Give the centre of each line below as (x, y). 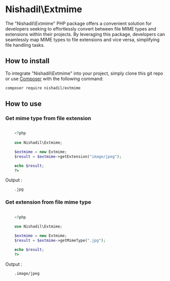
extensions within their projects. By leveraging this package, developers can (85, 34)
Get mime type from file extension (48, 118)
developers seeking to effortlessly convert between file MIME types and (81, 28)
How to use (23, 104)
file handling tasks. (25, 45)
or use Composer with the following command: (54, 79)
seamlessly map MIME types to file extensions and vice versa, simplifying (82, 40)
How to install (27, 61)
